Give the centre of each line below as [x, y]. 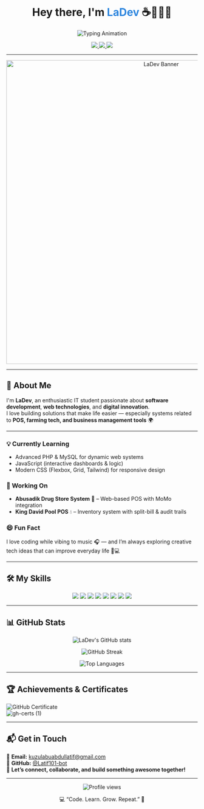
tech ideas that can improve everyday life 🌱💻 [63, 551]
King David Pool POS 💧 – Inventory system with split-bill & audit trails [101, 512]
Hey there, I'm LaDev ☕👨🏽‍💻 [102, 12]
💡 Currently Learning [38, 444]
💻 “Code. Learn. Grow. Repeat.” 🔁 [102, 799]
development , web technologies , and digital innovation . [78, 407]
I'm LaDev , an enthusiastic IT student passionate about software [87, 400]
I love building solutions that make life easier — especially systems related [99, 413]
